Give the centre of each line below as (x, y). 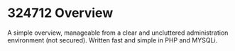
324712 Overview (60, 13)
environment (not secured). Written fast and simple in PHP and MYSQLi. (113, 40)
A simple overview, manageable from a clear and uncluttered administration (118, 33)
